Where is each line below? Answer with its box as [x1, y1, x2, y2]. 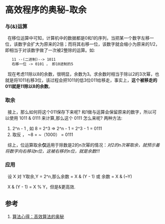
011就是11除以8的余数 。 [5, 84, 53, 90]
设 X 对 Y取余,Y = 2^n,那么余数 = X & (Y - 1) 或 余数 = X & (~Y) [7, 173, 133, 179]
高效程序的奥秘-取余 [5, 4, 87, 16]
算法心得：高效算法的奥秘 [12, 213, 64, 219]
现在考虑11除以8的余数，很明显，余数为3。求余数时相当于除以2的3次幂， [7, 71, 155, 77]
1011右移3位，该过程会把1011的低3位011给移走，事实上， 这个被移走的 [18, 77, 158, 83]
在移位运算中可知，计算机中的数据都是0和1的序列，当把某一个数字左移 [7, 35, 150, 41]
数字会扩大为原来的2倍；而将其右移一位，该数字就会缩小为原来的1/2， [18, 41, 160, 47]
